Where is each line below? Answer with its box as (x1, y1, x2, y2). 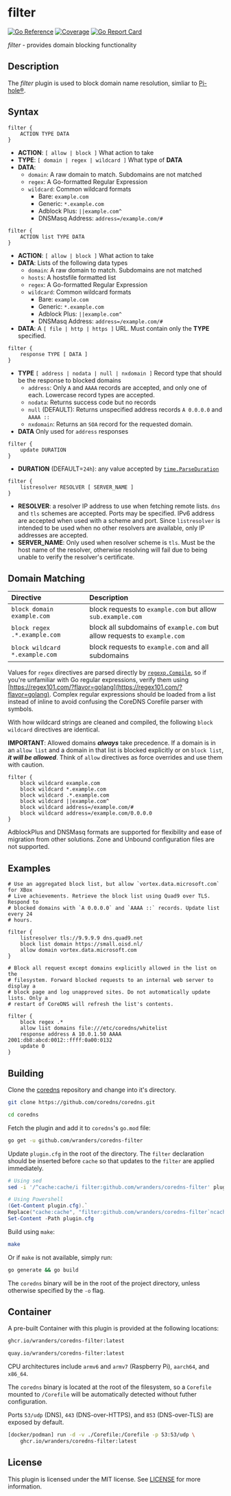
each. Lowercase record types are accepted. (27, 390, 155, 399)
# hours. (8, 917, 33, 924)
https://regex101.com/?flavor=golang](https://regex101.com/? (10, 683, 182, 691)
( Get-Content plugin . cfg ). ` (8, 1202, 88, 1209)
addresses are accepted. (17, 530, 88, 539)
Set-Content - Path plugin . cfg (8, 1215, 95, 1222)
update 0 (20, 1043, 45, 1050)
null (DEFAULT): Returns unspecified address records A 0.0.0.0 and (27, 405, 223, 413)
